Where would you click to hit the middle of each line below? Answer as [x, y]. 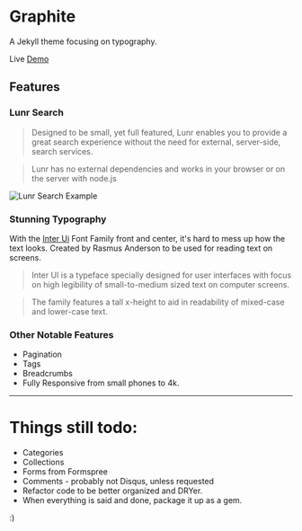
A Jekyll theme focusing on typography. [83, 41]
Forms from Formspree [65, 472]
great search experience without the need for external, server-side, [156, 142]
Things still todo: [73, 428]
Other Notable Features [62, 334]
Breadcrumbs [48, 374]
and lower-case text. [69, 311]
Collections [43, 462]
